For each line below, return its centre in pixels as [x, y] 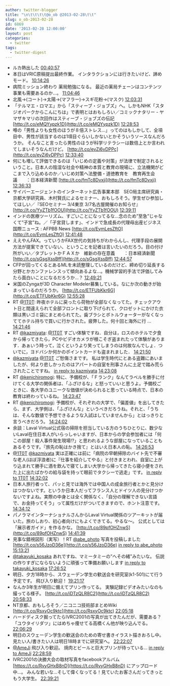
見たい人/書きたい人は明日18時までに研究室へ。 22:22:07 [72, 641]
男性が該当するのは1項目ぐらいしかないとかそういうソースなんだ [93, 136]
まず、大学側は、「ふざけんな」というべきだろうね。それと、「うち [90, 408]
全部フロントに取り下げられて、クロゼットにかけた [106, 308]
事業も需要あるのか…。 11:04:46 [46, 93]
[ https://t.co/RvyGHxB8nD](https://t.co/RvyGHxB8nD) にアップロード [85, 666]
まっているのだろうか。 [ [38, 290]
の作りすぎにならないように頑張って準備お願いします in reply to [79, 562]
